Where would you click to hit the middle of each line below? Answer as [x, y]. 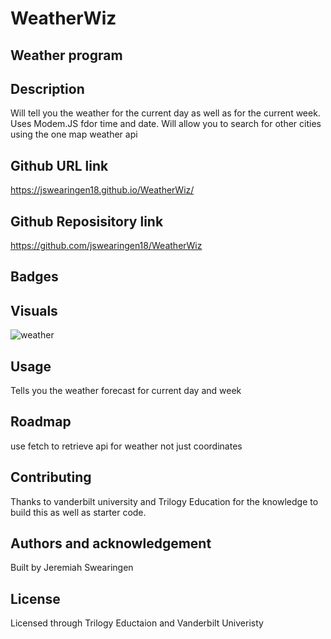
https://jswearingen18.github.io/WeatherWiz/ [102, 190]
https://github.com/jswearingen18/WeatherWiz [106, 246]
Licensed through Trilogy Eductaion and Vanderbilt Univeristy [137, 623]
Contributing [51, 477]
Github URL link [59, 165]
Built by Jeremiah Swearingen [72, 568]
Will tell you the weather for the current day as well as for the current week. [165, 113]
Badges [34, 277]
